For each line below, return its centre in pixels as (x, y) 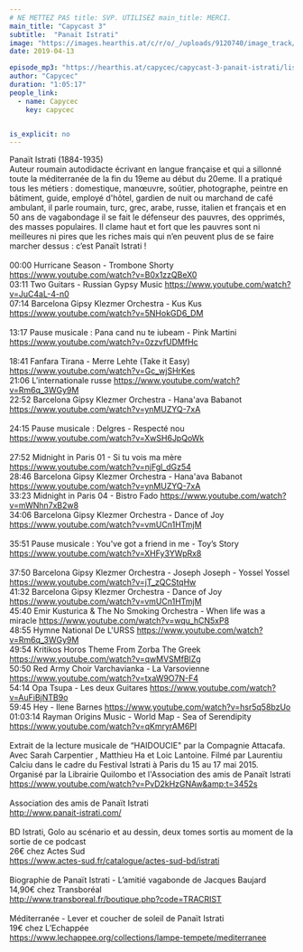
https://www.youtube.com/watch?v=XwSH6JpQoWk (107, 438)
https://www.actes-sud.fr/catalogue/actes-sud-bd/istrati (115, 861)
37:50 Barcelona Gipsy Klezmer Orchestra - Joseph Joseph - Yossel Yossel (150, 573)
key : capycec (50, 109)
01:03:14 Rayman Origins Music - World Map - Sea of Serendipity (130, 717)
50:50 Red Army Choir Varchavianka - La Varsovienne (110, 669)
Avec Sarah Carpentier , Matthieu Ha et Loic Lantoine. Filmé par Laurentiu (146, 755)
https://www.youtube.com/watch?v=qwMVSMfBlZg (105, 659)
